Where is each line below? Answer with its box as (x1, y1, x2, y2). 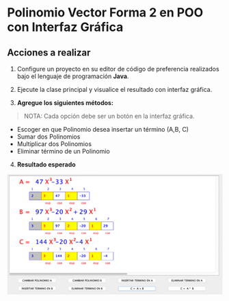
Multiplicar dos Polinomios (16, 140, 92, 148)
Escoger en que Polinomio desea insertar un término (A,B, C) (16, 125, 189, 133)
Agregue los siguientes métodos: (16, 99, 114, 107)
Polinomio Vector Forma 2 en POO (7, 5, 204, 21)
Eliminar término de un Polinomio (16, 147, 111, 155)
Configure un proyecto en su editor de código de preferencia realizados (16, 65, 220, 73)
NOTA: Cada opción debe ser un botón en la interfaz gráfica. (23, 112, 195, 120)
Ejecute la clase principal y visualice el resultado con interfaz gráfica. (16, 86, 213, 93)
